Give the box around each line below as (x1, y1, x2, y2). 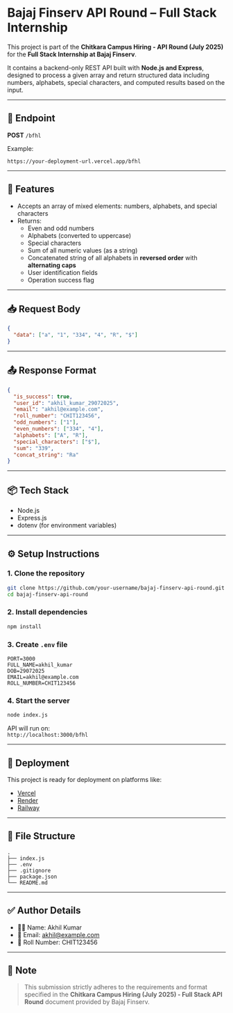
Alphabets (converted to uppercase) (27, 231, 132, 239)
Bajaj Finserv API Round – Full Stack (7, 5, 217, 21)
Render (17, 797, 39, 805)
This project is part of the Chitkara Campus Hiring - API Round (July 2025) (7, 42, 224, 51)
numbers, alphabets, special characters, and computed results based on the (7, 78, 225, 86)
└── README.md (7, 879, 49, 886)
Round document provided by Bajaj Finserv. (24, 998, 150, 1006)
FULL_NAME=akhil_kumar (7, 662, 73, 669)
